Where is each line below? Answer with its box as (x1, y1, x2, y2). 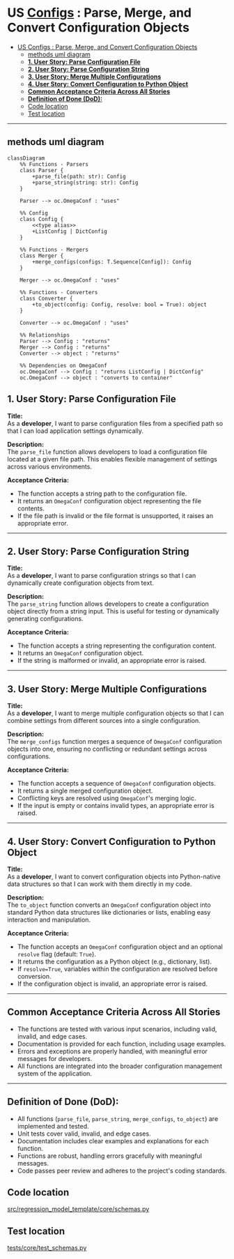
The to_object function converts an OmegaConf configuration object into (7, 901, 211, 909)
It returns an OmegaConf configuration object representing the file (17, 496, 202, 505)
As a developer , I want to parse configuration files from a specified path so (7, 419, 224, 427)
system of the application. (17, 1069, 93, 1078)
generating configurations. (7, 615, 84, 623)
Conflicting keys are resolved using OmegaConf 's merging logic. (17, 794, 196, 802)
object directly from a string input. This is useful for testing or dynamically (7, 607, 219, 616)
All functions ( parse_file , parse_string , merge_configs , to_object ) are (17, 1114, 219, 1123)
